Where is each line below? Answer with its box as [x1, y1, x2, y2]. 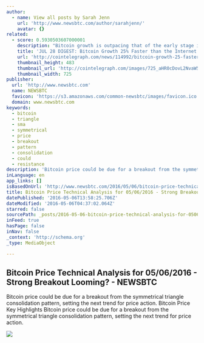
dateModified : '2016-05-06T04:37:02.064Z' [6, 201, 115, 207]
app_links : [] [6, 178, 42, 184]
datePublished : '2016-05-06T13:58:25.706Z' [6, 195, 118, 201]
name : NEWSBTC [12, 88, 47, 94]
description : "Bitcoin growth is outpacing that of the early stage [17, 43, 194, 49]
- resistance [12, 161, 45, 167]
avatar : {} [17, 25, 45, 32]
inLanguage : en [6, 172, 45, 179]
